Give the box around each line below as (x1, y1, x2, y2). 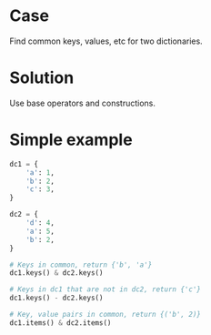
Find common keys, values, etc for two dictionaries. (9, 36, 203, 46)
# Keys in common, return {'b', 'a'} (9, 260, 153, 269)
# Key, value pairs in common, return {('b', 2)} (9, 310, 202, 320)
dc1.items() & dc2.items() (9, 318, 112, 328)
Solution (9, 67, 75, 88)
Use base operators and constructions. (9, 97, 156, 108)
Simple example (9, 129, 134, 150)
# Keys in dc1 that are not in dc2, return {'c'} (9, 285, 202, 294)
